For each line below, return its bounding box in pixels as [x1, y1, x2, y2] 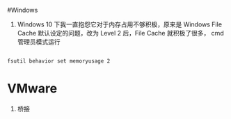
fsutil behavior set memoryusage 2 [7, 58, 111, 65]
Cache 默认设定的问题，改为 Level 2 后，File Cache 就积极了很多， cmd [17, 29, 224, 37]
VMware [7, 81, 58, 97]
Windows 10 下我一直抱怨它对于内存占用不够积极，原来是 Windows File [17, 20, 223, 29]
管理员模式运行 [17, 38, 61, 46]
